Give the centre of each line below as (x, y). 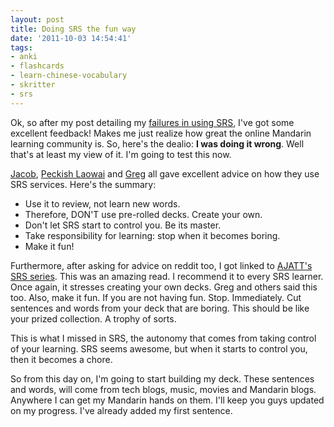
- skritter (33, 85)
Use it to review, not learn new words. (102, 203)
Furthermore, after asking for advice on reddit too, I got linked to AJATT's (161, 265)
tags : (21, 47)
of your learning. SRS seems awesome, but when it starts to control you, (159, 348)
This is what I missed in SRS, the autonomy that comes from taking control (163, 338)
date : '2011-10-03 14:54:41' (71, 38)
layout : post (37, 19)
